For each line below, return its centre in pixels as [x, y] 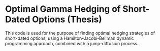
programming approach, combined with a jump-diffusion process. [72, 43]
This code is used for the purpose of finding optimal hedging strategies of [80, 33]
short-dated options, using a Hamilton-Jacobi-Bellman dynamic [70, 38]
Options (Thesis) [67, 19]
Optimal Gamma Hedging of [63, 9]
